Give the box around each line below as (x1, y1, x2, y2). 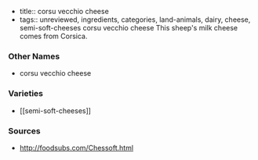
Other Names (8, 51, 60, 62)
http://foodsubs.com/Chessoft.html (19, 143, 134, 152)
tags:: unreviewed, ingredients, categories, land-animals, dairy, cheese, (19, 15, 251, 24)
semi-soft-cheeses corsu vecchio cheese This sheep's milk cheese (19, 23, 238, 32)
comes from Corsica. (19, 31, 88, 41)
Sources (8, 125, 41, 136)
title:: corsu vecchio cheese (19, 7, 110, 16)
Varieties (8, 88, 43, 99)
